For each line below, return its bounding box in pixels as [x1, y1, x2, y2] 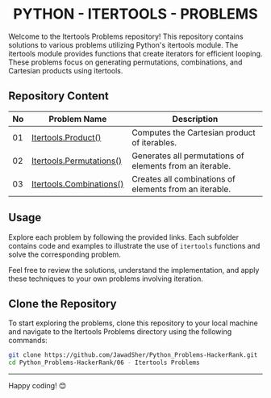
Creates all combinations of [131, 173, 236, 184]
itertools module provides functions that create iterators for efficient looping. [8, 48, 263, 58]
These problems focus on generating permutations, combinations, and [8, 57, 243, 67]
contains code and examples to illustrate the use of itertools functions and [8, 241, 261, 250]
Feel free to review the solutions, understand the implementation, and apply [8, 265, 260, 274]
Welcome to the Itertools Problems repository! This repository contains [8, 31, 244, 41]
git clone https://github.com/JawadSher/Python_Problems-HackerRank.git [8, 351, 258, 359]
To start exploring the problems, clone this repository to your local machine [8, 318, 258, 328]
